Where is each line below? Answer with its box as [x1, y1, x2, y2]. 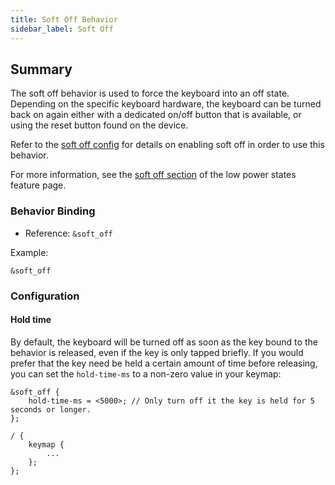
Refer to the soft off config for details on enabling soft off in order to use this [10, 139, 325, 151]
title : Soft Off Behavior [10, 14, 118, 25]
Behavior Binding [10, 204, 96, 218]
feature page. [10, 179, 67, 191]
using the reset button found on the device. [10, 119, 189, 131]
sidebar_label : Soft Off [10, 24, 114, 34]
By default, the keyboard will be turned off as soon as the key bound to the [10, 336, 318, 348]
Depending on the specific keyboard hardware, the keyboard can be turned [10, 98, 322, 110]
